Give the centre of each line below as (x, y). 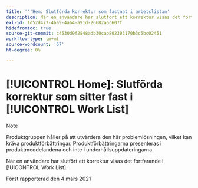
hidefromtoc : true (29, 28)
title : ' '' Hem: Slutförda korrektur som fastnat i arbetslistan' (88, 11)
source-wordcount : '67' (35, 45)
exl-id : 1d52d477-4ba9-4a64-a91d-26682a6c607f (64, 22)
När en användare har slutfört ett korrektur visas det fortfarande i (85, 161)
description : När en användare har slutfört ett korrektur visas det (93, 17)
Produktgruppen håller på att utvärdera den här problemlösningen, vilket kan (99, 137)
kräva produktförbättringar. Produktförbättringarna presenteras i (84, 143)
